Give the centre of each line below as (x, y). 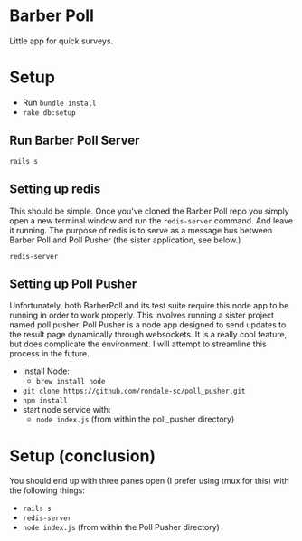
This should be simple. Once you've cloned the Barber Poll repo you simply (149, 211)
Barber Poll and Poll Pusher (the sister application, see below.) (125, 240)
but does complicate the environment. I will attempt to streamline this (138, 344)
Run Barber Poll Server (75, 141)
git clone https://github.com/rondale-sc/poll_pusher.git (134, 391)
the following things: (47, 490)
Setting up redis (55, 190)
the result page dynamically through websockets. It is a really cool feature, (148, 335)
